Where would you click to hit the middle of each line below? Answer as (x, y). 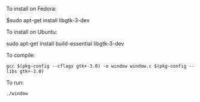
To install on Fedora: (32, 9)
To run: (15, 82)
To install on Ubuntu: (32, 32)
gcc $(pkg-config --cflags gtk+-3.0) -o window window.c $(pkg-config (96, 66)
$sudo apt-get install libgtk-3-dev (48, 20)
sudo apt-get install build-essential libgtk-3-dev (65, 43)
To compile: (21, 55)
